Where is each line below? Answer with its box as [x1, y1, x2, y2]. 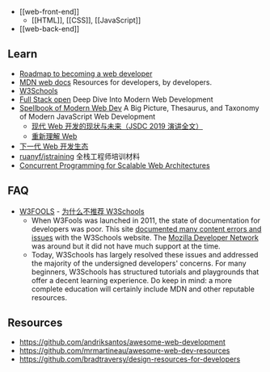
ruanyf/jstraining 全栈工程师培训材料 [19, 151, 141, 161]
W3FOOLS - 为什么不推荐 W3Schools [19, 206, 145, 216]
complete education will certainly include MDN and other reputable [31, 284, 255, 294]
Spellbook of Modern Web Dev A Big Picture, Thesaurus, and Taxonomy [19, 102, 259, 112]
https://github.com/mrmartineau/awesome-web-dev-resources [19, 346, 230, 356]
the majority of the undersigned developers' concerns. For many [31, 258, 247, 268]
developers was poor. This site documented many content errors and [31, 224, 262, 233]
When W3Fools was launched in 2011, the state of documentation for [31, 215, 260, 225]
